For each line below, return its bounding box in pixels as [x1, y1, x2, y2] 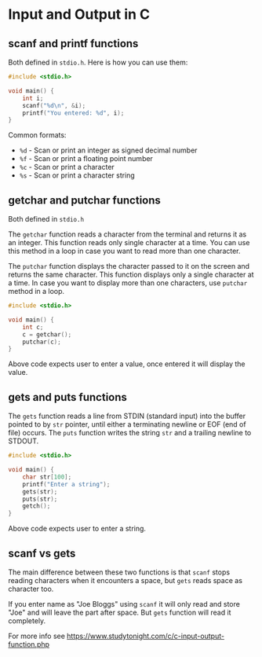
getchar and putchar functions [8, 193, 161, 207]
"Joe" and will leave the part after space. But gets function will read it [8, 607, 231, 617]
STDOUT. [8, 436, 39, 446]
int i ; [22, 94, 44, 102]
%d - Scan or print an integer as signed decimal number [19, 145, 198, 155]
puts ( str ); [22, 495, 58, 503]
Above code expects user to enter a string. [8, 524, 147, 534]
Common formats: [8, 130, 67, 140]
